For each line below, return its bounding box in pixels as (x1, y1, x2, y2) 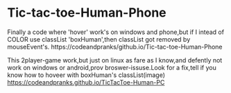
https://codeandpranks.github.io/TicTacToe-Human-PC (7, 78, 165, 86)
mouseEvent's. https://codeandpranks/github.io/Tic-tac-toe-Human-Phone (7, 42, 223, 51)
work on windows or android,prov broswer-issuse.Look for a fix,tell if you (7, 63, 217, 71)
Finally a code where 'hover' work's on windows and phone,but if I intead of (7, 28, 224, 36)
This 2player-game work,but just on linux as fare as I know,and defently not (7, 56, 223, 64)
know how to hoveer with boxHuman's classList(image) (7, 71, 165, 79)
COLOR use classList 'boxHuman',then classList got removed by (7, 35, 191, 43)
